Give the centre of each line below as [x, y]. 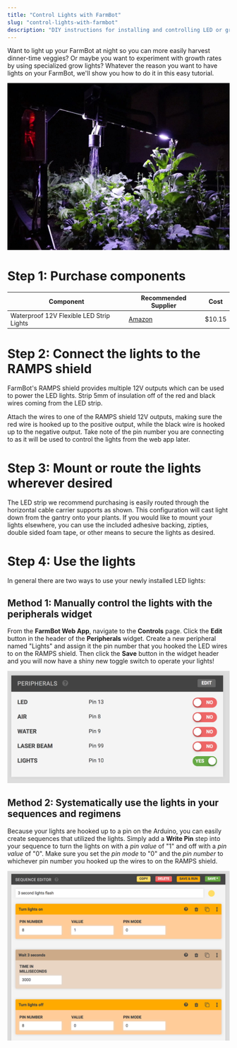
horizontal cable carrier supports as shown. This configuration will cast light [117, 510]
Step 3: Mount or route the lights [104, 468]
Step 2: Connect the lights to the [104, 354]
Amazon [141, 319]
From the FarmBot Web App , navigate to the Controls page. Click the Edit [115, 631]
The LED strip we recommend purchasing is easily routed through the [108, 502]
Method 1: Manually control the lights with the [110, 603]
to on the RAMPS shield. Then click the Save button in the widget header [113, 654]
